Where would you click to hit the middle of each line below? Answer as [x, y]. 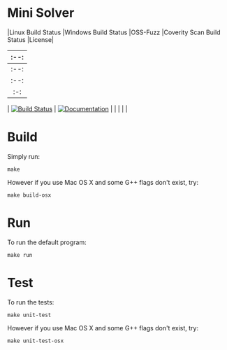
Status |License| [31, 39]
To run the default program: [47, 242]
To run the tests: [31, 302]
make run [20, 255]
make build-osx [29, 195]
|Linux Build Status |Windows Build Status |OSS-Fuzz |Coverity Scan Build [114, 32]
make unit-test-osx [36, 341]
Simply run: [24, 156]
